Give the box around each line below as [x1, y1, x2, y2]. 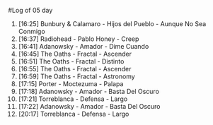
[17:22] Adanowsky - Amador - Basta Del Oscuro [18, 102, 161, 110]
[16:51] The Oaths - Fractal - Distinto [18, 57, 125, 66]
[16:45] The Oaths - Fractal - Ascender [18, 49, 132, 58]
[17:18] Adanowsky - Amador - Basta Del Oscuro [18, 88, 160, 95]
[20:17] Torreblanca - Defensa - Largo [18, 109, 129, 118]
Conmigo [18, 28, 45, 35]
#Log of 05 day [8, 6, 53, 14]
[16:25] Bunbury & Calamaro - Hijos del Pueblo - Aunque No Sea [18, 20, 207, 28]
